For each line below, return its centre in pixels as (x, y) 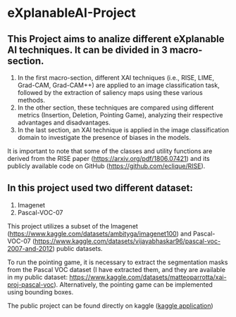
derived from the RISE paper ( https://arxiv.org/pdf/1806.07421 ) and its (108, 158)
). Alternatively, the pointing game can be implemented (133, 284)
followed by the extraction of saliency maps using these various (110, 92)
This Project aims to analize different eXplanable (116, 39)
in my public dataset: (38, 277)
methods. (31, 100)
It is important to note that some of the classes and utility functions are (110, 151)
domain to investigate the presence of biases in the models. (104, 137)
